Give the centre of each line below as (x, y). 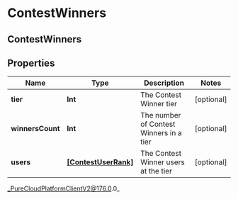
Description (164, 83)
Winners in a (161, 133)
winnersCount (35, 129)
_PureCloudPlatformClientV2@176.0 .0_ (64, 188)
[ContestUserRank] (100, 162)
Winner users (163, 162)
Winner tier (159, 104)
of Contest (158, 124)
